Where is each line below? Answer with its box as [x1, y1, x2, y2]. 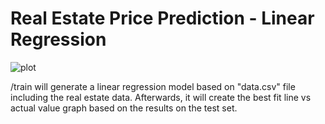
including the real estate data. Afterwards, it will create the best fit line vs [10, 91, 312, 103]
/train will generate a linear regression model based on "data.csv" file [10, 80, 296, 92]
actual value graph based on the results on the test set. [10, 102, 238, 114]
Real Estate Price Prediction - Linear [10, 7, 315, 30]
